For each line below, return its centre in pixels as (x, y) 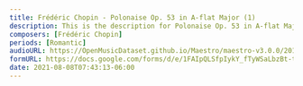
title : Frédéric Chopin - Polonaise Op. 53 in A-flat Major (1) (133, 17)
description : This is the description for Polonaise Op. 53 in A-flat (145, 26)
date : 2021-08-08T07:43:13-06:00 (72, 68)
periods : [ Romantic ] (48, 43)
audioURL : (28, 51)
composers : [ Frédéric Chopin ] (66, 34)
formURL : (26, 59)
